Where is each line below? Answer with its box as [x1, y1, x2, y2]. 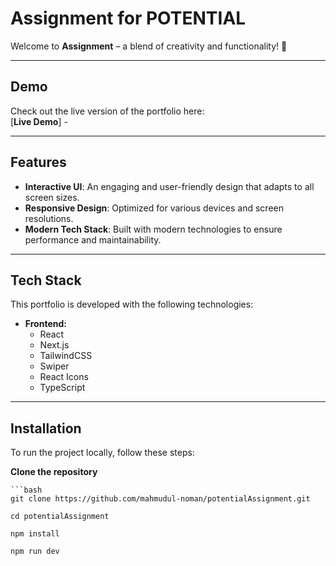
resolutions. [24, 212, 74, 224]
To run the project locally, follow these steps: [10, 447, 195, 459]
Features [10, 154, 67, 171]
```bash [10, 485, 43, 496]
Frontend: [24, 318, 67, 330]
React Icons [39, 371, 89, 383]
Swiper [39, 360, 70, 372]
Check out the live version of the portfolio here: [10, 105, 205, 117]
